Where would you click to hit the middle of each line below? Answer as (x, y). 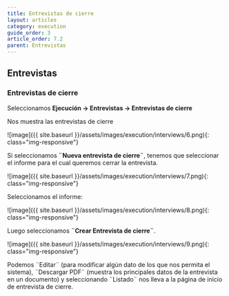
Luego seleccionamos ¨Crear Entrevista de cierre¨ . (81, 231)
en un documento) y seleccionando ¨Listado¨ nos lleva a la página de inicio (115, 279)
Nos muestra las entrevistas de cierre (60, 121)
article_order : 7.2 (35, 39)
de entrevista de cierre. (40, 286)
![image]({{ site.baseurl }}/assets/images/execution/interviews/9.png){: (108, 244)
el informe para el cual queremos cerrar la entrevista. (83, 162)
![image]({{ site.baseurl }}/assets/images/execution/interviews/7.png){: (108, 176)
